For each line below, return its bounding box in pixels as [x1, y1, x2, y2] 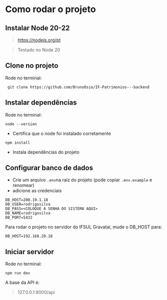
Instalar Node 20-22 [5, 24, 70, 32]
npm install [5, 140, 30, 145]
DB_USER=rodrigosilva [5, 202, 51, 207]
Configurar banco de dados [5, 164, 93, 172]
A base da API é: [5, 279, 40, 286]
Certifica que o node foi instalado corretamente [12, 130, 111, 136]
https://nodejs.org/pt [17, 37, 61, 43]
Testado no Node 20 [17, 47, 60, 53]
